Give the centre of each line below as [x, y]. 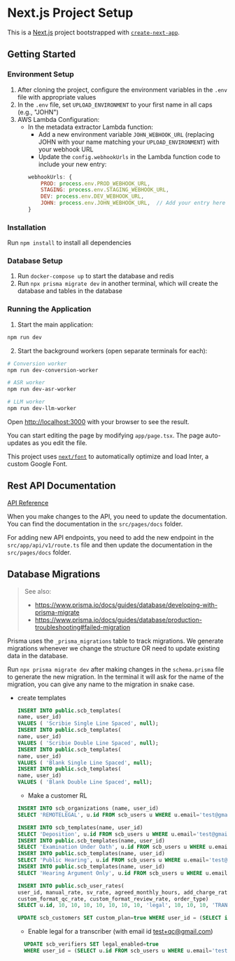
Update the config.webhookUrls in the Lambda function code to [129, 156]
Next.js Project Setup [70, 13]
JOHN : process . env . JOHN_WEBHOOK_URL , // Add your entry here [133, 203]
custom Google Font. [37, 463]
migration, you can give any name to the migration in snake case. [101, 684]
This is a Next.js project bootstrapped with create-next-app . [94, 32]
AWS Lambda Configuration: [58, 119]
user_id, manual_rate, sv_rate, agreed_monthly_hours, [99, 892]
